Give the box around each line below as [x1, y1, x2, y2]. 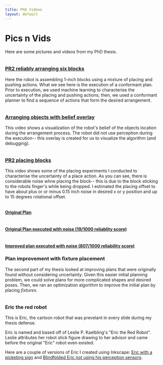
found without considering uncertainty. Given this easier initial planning [5, 272, 147, 278]
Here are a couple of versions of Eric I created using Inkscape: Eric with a [5, 349, 152, 355]
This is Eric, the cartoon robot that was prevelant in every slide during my [5, 315, 152, 321]
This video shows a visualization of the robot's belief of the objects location [5, 125, 157, 131]
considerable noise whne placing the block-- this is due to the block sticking [5, 178, 158, 184]
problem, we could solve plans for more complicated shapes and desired [5, 277, 151, 282]
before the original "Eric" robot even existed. [5, 340, 94, 345]
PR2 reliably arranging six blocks [5, 65, 85, 72]
